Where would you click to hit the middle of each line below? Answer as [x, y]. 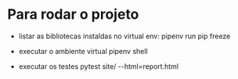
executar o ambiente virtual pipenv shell [83, 51]
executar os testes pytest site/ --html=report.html [99, 66]
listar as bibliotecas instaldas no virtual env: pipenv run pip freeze [124, 36]
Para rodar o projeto [73, 14]
